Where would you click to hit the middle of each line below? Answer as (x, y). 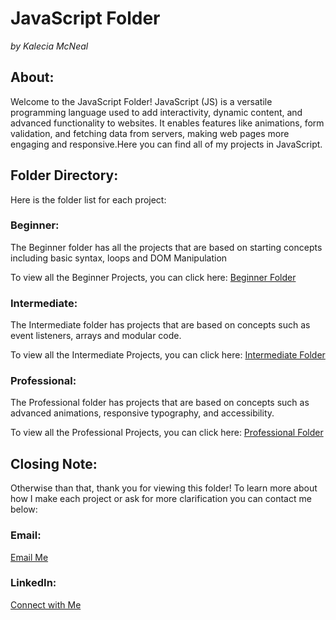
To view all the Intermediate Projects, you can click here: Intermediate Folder (168, 355)
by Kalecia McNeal (49, 46)
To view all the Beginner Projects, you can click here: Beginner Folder (153, 277)
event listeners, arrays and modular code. (96, 336)
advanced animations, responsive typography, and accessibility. (142, 413)
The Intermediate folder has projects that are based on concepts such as (160, 325)
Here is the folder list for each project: (88, 199)
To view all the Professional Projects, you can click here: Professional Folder (167, 433)
